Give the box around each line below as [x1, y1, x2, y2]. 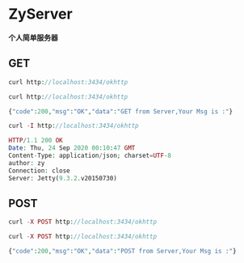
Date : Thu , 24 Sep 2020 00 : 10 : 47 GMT [8, 144, 136, 152]
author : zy [8, 159, 45, 167]
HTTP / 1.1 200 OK [8, 137, 63, 145]
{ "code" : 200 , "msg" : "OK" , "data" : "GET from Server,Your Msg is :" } [8, 107, 233, 116]
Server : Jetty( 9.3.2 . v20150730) [8, 174, 117, 182]
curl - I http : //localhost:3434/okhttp [8, 122, 139, 130]
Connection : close [8, 167, 70, 175]
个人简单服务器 [8, 32, 58, 42]
